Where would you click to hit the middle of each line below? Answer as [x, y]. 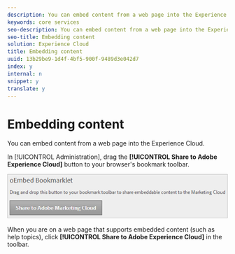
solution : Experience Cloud [48, 44]
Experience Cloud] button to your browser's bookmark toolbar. [99, 164]
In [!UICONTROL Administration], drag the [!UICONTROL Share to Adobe [113, 157]
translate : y [26, 89]
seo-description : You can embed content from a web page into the [106, 29]
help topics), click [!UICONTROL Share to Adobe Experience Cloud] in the [115, 237]
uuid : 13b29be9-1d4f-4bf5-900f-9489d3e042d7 [73, 59]
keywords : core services [43, 22]
